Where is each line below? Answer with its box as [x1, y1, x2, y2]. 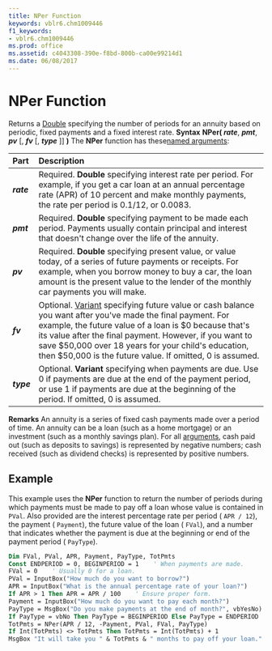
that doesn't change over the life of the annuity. [38, 232, 219, 244]
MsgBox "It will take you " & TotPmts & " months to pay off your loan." [8, 635, 263, 644]
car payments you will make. [38, 286, 147, 297]
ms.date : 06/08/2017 [8, 57, 79, 66]
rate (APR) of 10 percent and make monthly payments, [38, 189, 247, 200]
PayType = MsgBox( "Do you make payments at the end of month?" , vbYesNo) [8, 605, 263, 613]
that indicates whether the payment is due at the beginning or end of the [8, 528, 250, 538]
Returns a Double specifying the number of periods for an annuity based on [8, 118, 261, 128]
